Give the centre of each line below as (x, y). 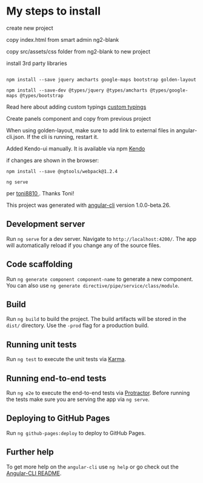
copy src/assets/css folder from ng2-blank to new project (78, 51)
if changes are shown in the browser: (53, 160)
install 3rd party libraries (37, 63)
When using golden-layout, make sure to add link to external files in (90, 130)
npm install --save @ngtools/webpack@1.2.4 (62, 171)
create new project (30, 28)
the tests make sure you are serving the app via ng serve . (78, 399)
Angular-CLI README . (34, 473)
